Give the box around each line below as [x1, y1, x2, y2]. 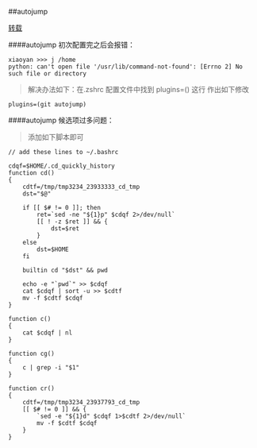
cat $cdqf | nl [22, 329, 73, 337]
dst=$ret [50, 225, 80, 233]
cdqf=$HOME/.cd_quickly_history [8, 162, 115, 170]
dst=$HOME [36, 245, 69, 253]
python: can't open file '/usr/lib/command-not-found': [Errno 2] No [8, 63, 244, 71]
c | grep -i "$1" [22, 364, 80, 372]
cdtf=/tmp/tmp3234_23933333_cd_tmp [22, 183, 140, 191]
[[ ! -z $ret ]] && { [36, 218, 109, 226]
